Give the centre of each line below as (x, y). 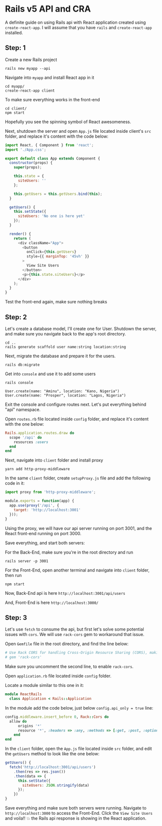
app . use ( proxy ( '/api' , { (34, 506)
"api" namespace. (23, 409)
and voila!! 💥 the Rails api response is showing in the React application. (76, 818)
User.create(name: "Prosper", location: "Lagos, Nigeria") (66, 395)
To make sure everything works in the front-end (53, 99)
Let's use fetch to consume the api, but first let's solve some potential (74, 629)
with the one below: (25, 424)
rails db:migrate (22, 365)
